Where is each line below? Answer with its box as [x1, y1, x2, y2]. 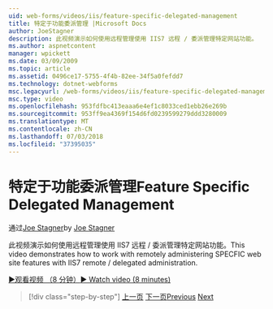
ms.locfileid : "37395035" [8, 139, 96, 148]
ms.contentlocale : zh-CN [8, 125, 93, 133]
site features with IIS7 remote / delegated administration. [8, 258, 198, 268]
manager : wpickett [8, 49, 71, 58]
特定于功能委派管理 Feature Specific [8, 178, 250, 195]
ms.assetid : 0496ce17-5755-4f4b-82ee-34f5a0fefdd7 [8, 72, 184, 80]
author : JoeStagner [8, 27, 75, 35]
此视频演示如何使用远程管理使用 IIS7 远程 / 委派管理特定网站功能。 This [8, 240, 245, 250]
